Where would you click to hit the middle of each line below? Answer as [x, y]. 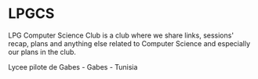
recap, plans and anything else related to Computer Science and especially [129, 43]
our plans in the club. [42, 52]
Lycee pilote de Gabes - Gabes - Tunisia [73, 66]
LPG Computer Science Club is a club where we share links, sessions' [121, 35]
